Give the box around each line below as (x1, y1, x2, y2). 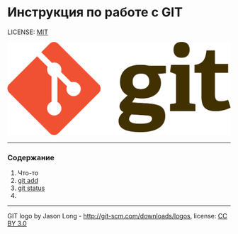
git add (17, 177, 39, 185)
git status (17, 184, 45, 192)
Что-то (17, 169, 39, 177)
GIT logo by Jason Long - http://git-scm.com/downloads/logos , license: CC (7, 212, 228, 221)
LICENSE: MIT (7, 28, 48, 36)
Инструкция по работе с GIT (7, 4, 183, 21)
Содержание (7, 153, 55, 163)
